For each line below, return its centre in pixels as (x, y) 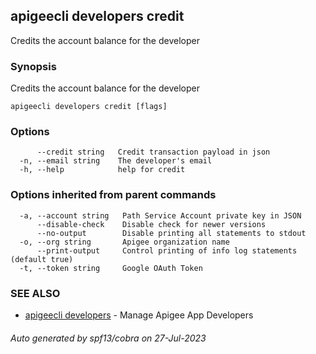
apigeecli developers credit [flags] (89, 107)
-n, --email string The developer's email (116, 161)
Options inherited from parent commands (113, 195)
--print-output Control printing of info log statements (167, 250)
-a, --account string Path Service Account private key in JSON (160, 215)
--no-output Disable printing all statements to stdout (171, 233)
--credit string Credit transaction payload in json (153, 152)
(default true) (42, 259)
